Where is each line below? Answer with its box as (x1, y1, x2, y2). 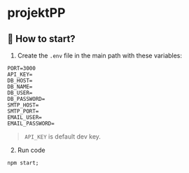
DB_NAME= (7, 83, 33, 90)
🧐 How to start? (7, 33, 76, 45)
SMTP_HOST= (7, 102, 39, 109)
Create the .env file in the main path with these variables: (17, 51, 183, 60)
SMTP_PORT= (7, 108, 39, 115)
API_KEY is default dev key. (24, 132, 101, 141)
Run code (17, 146, 45, 154)
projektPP (7, 5, 66, 21)
